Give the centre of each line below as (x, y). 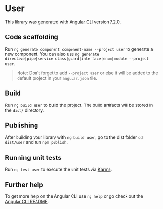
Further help (24, 184)
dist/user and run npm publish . (36, 142)
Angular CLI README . (27, 201)
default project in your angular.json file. (57, 78)
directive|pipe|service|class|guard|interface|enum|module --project (77, 59)
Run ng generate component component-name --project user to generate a (79, 49)
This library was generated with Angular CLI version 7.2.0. (63, 22)
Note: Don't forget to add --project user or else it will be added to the (87, 73)
